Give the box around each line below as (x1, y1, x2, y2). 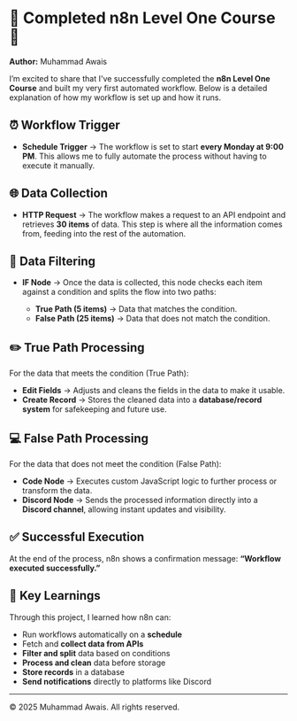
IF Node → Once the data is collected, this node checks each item (21, 277, 263, 288)
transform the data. (21, 485, 93, 495)
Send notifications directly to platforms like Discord (21, 676, 212, 686)
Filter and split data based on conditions (21, 647, 171, 658)
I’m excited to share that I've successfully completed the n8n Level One (9, 73, 271, 83)
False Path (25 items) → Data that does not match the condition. (34, 314, 270, 324)
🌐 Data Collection (9, 186, 109, 201)
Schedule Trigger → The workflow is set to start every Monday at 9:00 (21, 141, 285, 151)
